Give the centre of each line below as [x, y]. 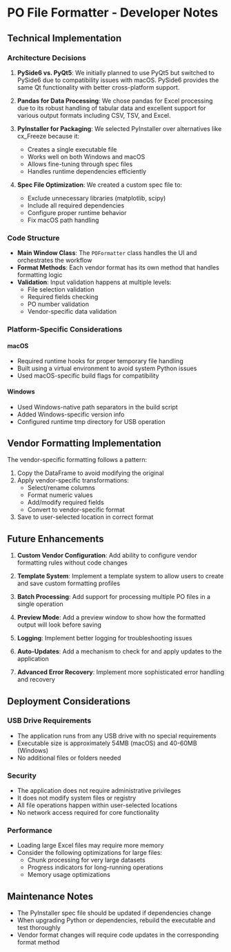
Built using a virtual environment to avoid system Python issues [107, 368]
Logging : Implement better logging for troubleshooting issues [104, 638]
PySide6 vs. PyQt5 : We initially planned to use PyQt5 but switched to [116, 72]
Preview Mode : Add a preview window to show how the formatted [111, 618]
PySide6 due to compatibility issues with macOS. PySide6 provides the [118, 80]
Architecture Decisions [47, 58]
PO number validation [58, 304]
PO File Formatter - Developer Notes [113, 13]
